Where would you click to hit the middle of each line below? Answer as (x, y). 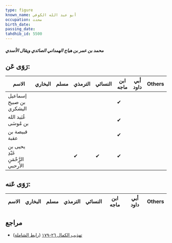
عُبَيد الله (17, 117)
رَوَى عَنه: (18, 184)
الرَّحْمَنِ (16, 159)
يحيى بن (17, 147)
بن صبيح (17, 102)
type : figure (19, 10)
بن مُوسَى (18, 124)
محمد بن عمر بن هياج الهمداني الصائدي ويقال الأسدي (55, 50)
